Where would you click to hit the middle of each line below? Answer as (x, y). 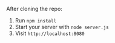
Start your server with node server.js (62, 27)
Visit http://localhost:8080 (50, 33)
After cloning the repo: (34, 9)
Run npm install (36, 20)
